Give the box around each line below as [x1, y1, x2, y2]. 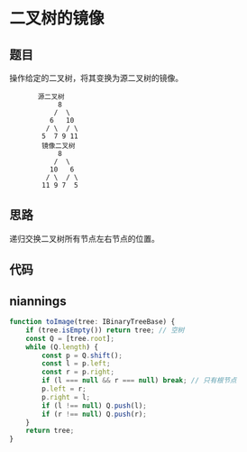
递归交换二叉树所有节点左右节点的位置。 [9, 233, 160, 244]
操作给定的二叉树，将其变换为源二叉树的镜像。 [9, 73, 183, 83]
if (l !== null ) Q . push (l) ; [41, 401, 147, 410]
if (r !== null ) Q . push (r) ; [41, 410, 147, 419]
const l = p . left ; [41, 359, 111, 368]
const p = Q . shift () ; [41, 351, 123, 360]
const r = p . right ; [41, 367, 115, 377]
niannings [9, 293, 67, 309]
